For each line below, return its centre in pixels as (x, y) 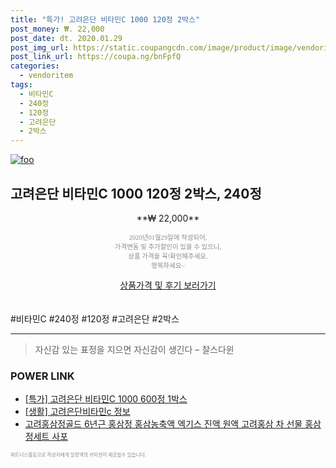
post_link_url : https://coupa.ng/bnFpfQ (96, 57)
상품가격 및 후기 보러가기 (168, 285)
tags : (21, 85)
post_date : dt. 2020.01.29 (66, 38)
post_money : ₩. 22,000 (57, 29)
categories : (35, 66)
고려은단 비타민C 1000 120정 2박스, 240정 (136, 193)
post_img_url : (40, 47)
